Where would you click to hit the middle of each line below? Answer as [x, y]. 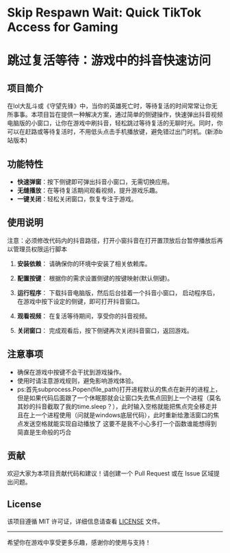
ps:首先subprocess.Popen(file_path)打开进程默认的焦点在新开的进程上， [119, 389]
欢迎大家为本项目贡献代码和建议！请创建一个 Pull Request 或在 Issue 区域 [111, 473]
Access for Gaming [63, 27]
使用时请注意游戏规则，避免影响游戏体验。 [77, 380]
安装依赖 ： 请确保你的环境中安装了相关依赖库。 [84, 263]
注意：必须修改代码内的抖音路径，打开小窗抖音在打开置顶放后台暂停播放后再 [115, 240]
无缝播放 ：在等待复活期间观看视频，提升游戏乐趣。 [89, 190]
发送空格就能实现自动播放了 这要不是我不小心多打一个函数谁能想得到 [120, 423]
